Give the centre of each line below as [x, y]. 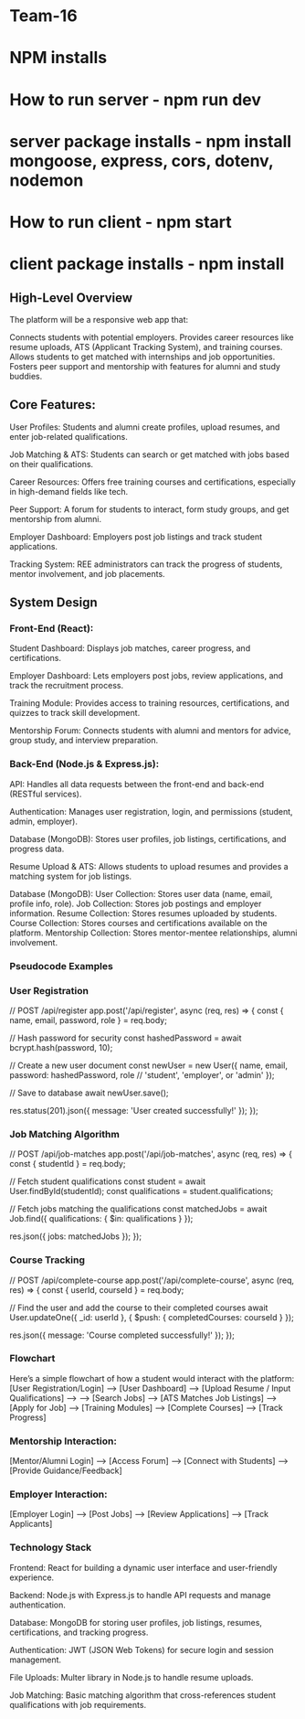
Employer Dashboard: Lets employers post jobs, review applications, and [147, 676]
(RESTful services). [46, 794]
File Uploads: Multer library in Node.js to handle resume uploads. [131, 1677]
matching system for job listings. [71, 876]
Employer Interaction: [58, 1494]
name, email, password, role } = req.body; [88, 1020]
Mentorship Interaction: [63, 1441]
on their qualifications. [52, 464]
